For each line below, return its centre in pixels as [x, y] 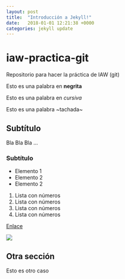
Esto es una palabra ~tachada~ [45, 110]
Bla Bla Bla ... [22, 142]
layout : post [22, 12]
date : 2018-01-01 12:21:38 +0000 [50, 23]
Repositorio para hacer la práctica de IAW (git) [63, 75]
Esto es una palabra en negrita [44, 86]
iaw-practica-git [48, 58]
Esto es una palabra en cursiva [44, 98]
